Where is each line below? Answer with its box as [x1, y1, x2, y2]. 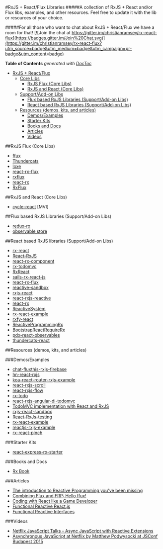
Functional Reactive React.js [12, 503, 71, 509]
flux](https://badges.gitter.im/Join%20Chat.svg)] [5, 35, 105, 41]
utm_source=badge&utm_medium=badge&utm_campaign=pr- [5, 46, 132, 51]
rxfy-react [12, 316, 33, 322]
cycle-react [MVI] [12, 204, 49, 209]
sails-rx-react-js [12, 274, 46, 280]
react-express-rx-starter [12, 449, 63, 455]
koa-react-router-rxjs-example [12, 377, 76, 382]
